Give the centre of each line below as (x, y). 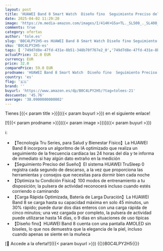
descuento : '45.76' (25, 95)
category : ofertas (24, 32)
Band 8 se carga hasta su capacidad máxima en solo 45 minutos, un (80, 203)
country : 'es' (19, 77)
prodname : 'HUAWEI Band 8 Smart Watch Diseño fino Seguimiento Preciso (81, 73)
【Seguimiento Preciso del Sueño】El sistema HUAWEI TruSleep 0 (78, 164)
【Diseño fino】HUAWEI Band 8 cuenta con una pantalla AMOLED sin (81, 224)
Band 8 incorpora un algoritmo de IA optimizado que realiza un (75, 148)
